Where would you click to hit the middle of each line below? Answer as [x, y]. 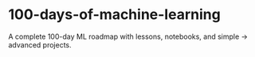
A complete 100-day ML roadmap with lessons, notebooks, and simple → [128, 36]
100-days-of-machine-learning [114, 15]
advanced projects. [40, 44]
